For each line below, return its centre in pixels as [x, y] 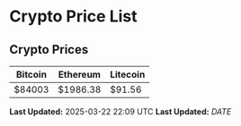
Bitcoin [31, 75]
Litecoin [127, 75]
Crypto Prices [49, 50]
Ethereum [80, 75]
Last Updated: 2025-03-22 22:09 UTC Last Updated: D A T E [120, 112]
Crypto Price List [73, 17]
